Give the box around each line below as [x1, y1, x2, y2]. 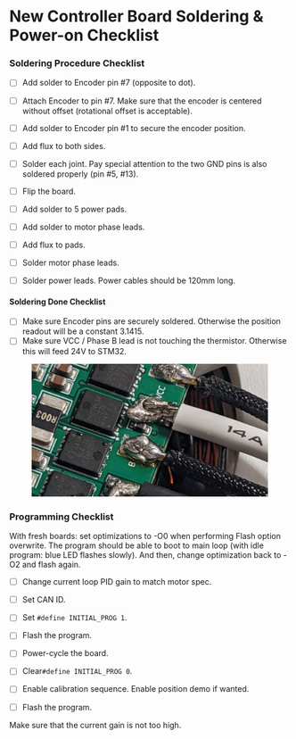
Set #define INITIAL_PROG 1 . [21, 612, 127, 623]
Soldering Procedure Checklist [9, 57, 145, 70]
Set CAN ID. [21, 594, 66, 605]
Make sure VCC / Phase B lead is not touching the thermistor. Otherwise [21, 336, 287, 346]
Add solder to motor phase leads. [21, 221, 145, 232]
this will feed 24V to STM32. [21, 345, 127, 356]
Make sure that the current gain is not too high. [9, 719, 182, 730]
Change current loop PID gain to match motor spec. [21, 577, 212, 587]
